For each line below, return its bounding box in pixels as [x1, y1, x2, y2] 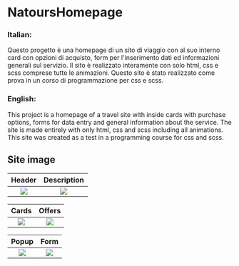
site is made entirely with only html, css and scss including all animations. [7, 126, 223, 134]
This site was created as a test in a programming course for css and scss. [7, 133, 225, 141]
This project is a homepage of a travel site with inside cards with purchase [7, 110, 226, 118]
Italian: [7, 30, 32, 40]
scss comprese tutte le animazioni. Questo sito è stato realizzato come [7, 68, 215, 77]
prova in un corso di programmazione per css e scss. [7, 76, 164, 85]
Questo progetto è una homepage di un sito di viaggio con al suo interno [7, 46, 220, 54]
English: [7, 94, 37, 104]
